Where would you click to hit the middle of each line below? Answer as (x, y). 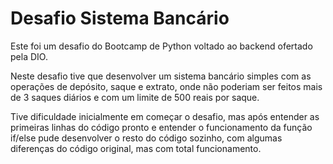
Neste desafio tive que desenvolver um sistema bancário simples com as (161, 76)
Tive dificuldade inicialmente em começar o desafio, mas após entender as (165, 116)
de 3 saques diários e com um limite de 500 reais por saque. (135, 97)
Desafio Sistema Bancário (120, 18)
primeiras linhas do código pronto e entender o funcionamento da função (161, 127)
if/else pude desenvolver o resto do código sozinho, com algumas (146, 138)
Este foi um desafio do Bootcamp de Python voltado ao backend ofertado (161, 46)
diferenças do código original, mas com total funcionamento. (136, 148)
